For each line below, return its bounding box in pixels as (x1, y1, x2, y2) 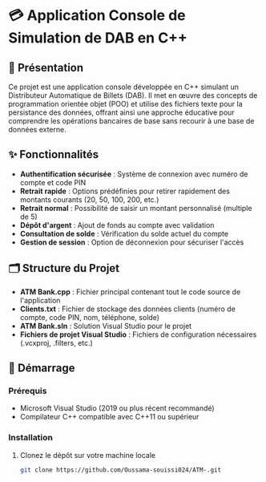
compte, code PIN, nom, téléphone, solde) (19, 312, 160, 322)
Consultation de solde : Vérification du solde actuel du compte (19, 229, 229, 238)
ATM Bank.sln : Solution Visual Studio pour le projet (19, 321, 192, 330)
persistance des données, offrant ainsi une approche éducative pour (8, 107, 235, 117)
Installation (8, 432, 54, 444)
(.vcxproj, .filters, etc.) (19, 338, 94, 347)
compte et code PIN (19, 177, 87, 187)
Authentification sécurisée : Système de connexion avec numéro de (19, 169, 248, 179)
